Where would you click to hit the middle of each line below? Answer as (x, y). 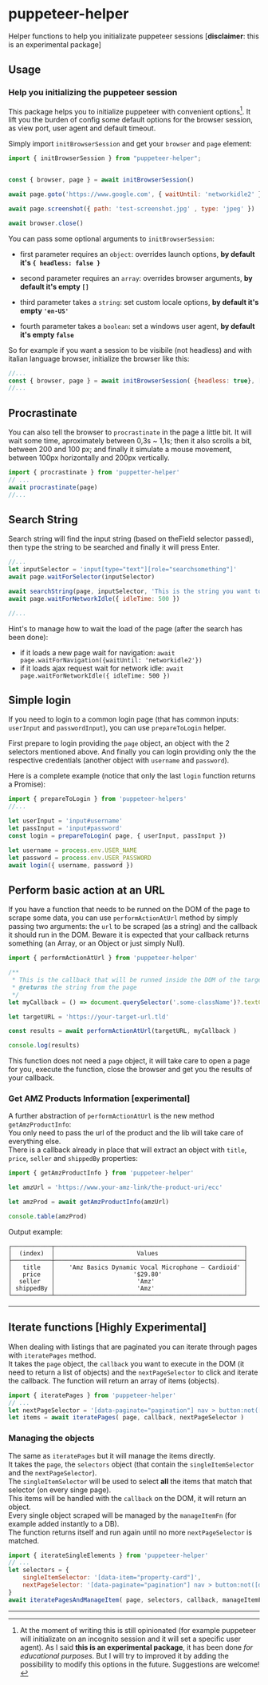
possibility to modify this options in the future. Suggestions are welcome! (140, 1664)
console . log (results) (44, 1046)
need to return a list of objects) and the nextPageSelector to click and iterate (133, 1372)
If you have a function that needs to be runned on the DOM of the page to (129, 910)
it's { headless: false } (60, 262)
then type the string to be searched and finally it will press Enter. (114, 547)
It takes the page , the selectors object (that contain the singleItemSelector (131, 1464)
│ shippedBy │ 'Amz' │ (128, 1288)
